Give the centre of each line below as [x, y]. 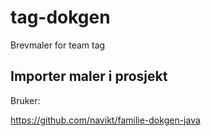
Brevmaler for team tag [58, 45]
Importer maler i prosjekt [89, 76]
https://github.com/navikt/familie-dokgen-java [105, 120]
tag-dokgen [60, 17]
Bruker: [25, 100]
